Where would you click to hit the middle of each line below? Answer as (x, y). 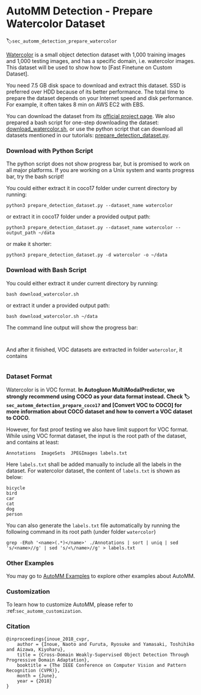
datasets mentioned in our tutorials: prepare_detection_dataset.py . (88, 135)
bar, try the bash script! (35, 177)
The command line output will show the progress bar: (72, 327)
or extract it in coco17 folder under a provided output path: (79, 216)
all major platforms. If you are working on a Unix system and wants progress (100, 170)
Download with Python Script (50, 151)
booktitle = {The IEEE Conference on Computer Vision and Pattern (102, 665)
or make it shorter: (29, 244)
